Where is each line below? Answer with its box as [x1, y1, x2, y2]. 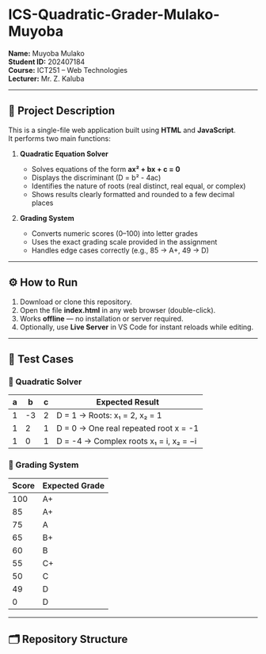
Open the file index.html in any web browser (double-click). [19, 305, 216, 314]
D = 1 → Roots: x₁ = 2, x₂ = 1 [56, 410, 162, 421]
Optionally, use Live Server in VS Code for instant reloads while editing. [19, 322, 254, 332]
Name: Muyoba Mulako [8, 48, 85, 58]
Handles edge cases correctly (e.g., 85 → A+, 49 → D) [31, 245, 210, 255]
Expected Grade [42, 480, 105, 491]
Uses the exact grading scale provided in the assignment [31, 237, 218, 246]
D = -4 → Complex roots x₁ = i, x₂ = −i [56, 435, 197, 447]
